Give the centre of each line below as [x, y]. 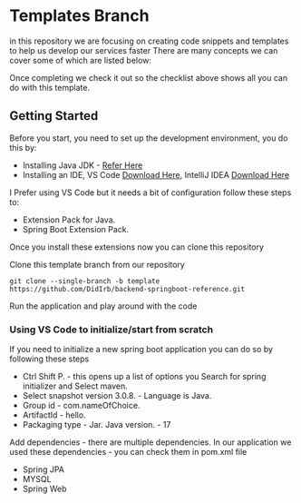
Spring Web [44, 489]
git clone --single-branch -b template [85, 281]
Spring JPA [44, 469]
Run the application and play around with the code [103, 306]
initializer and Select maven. [75, 386]
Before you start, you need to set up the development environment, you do [149, 138]
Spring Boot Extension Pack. [76, 229]
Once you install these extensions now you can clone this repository [137, 247]
